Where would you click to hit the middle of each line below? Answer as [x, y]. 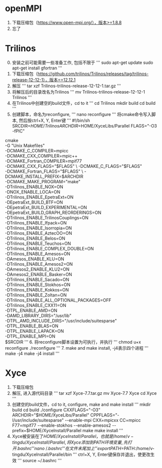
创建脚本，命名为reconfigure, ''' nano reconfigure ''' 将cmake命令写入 [82, 114]
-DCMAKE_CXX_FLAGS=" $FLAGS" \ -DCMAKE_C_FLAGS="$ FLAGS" [74, 166]
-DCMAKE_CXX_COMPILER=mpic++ [41, 156]
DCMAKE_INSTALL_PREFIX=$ [35, 176]
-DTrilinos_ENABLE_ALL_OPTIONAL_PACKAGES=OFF [58, 300]
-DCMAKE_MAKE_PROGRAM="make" [43, 181]
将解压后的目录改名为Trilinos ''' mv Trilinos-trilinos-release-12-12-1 [78, 92]
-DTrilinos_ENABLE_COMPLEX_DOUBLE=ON [50, 248]
